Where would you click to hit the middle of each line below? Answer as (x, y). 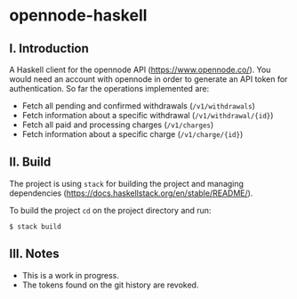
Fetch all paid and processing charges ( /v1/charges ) (118, 125)
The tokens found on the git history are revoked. (110, 285)
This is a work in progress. (71, 275)
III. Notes (34, 254)
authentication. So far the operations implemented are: (109, 89)
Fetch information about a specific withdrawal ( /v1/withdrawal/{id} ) (148, 115)
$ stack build (36, 226)
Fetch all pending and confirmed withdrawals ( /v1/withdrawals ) (139, 106)
